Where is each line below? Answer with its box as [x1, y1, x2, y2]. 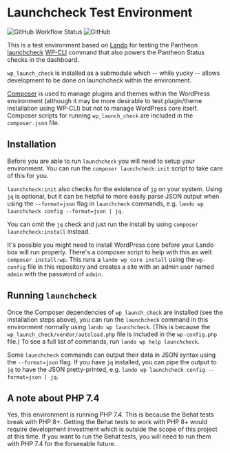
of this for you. [7, 171, 49, 179]
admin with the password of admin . [7, 269, 103, 278]
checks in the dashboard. [7, 55, 79, 63]
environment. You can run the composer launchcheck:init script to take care [7, 164, 223, 173]
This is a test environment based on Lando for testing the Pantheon [7, 41, 198, 49]
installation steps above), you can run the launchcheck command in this [7, 315, 209, 324]
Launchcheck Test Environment [7, 5, 193, 21]
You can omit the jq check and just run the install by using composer [7, 220, 198, 228]
